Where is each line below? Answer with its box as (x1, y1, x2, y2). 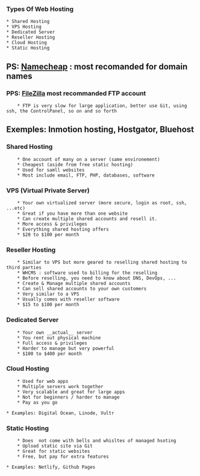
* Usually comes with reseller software (17, 296, 120, 302)
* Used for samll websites (17, 167, 85, 173)
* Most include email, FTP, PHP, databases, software (17, 172, 155, 178)
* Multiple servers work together (17, 383, 104, 390)
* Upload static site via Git (17, 443, 93, 449)
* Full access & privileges (17, 340, 87, 346)
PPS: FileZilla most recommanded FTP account (6, 89, 146, 97)
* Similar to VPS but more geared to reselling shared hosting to (17, 259, 187, 266)
